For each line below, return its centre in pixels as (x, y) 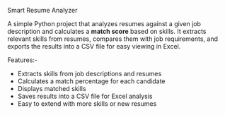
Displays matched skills (52, 89)
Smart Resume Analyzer (42, 10)
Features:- (22, 60)
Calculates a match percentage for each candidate (91, 81)
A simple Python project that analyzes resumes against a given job (104, 24)
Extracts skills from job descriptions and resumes (90, 74)
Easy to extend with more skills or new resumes (87, 104)
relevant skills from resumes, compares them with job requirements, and (112, 39)
